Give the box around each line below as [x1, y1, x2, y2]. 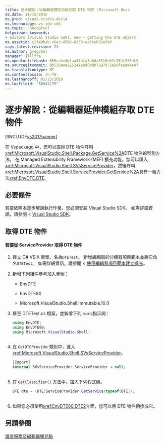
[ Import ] [12, 360, 31, 365]
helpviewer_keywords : [5, 30, 50, 35]
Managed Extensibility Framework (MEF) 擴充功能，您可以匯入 [20, 156, 148, 162]
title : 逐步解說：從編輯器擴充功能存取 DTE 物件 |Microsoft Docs [5, 7, 130, 12]
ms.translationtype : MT [5, 68, 55, 73]
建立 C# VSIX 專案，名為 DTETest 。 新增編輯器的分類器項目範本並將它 [12, 254, 153, 260]
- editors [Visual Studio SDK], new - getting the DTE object [5, 35, 136, 40]
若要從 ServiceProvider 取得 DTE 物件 [5, 242, 83, 248]
